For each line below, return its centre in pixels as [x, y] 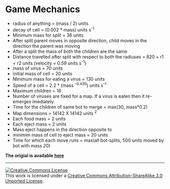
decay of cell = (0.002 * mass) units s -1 [53, 29]
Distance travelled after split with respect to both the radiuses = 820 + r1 [88, 56]
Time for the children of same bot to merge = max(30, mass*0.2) [80, 107]
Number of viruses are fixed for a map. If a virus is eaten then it [79, 96]
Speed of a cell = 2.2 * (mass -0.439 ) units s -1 [59, 85]
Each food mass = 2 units [39, 118]
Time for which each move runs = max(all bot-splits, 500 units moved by [88, 140]
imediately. [44, 101]
